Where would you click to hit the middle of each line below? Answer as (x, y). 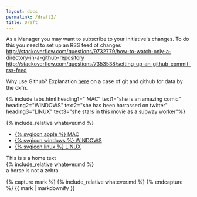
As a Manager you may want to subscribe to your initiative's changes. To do (98, 39)
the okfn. (17, 88)
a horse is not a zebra (32, 171)
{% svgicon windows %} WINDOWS (58, 141)
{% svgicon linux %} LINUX (47, 147)
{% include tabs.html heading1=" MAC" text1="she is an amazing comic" (94, 99)
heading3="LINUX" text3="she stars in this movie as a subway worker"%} (96, 111)
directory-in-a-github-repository (45, 58)
